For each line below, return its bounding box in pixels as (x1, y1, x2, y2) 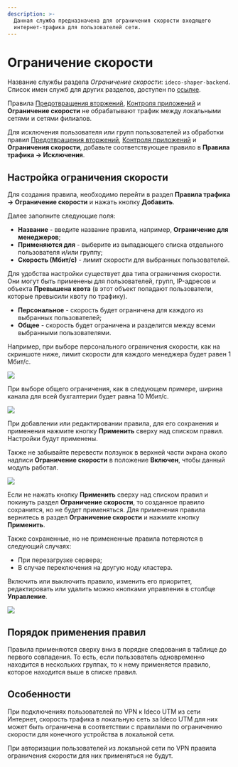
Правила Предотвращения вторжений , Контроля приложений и (7, 99, 201, 107)
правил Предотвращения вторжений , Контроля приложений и (7, 136, 197, 144)
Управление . (7, 592, 48, 601)
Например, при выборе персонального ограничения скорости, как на (7, 342, 220, 351)
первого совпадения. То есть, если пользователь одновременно (7, 652, 205, 661)
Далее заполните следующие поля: (7, 211, 116, 221)
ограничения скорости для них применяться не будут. (7, 751, 173, 760)
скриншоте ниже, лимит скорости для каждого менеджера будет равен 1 (7, 350, 231, 359)
